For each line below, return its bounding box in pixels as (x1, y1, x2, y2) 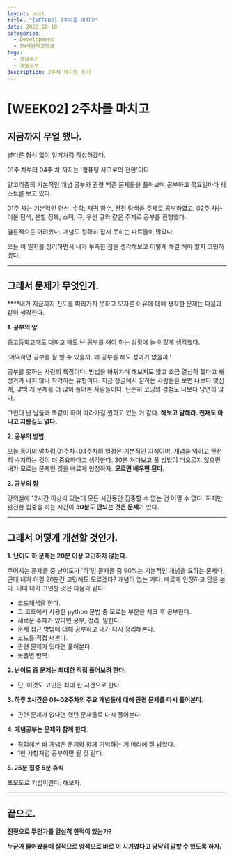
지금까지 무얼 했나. (7, 131, 82, 143)
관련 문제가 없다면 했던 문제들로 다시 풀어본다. (17, 710, 143, 719)
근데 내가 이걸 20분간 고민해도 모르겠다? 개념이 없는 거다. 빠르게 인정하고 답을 (7, 575, 219, 583)
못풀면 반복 (17, 651, 48, 659)
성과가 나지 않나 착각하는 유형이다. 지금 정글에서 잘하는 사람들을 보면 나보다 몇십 (7, 376, 225, 385)
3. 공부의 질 (7, 479, 39, 488)
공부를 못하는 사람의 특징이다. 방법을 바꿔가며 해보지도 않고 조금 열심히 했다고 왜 (7, 368, 225, 376)
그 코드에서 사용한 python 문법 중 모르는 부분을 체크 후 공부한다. (17, 608, 192, 616)
